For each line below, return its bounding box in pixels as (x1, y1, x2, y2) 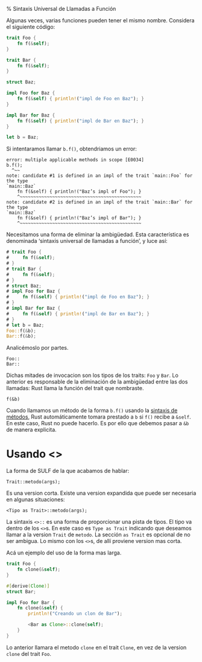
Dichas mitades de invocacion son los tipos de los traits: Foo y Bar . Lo (6, 371, 179, 379)
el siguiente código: (6, 24, 55, 30)
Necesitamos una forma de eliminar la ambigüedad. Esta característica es (6, 231, 189, 238)
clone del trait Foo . (6, 650, 51, 657)
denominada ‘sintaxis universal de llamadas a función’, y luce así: (6, 237, 168, 245)
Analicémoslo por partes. (6, 344, 69, 352)
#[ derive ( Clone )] (6, 583, 50, 589)
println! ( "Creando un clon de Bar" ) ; (28, 611, 122, 617)
